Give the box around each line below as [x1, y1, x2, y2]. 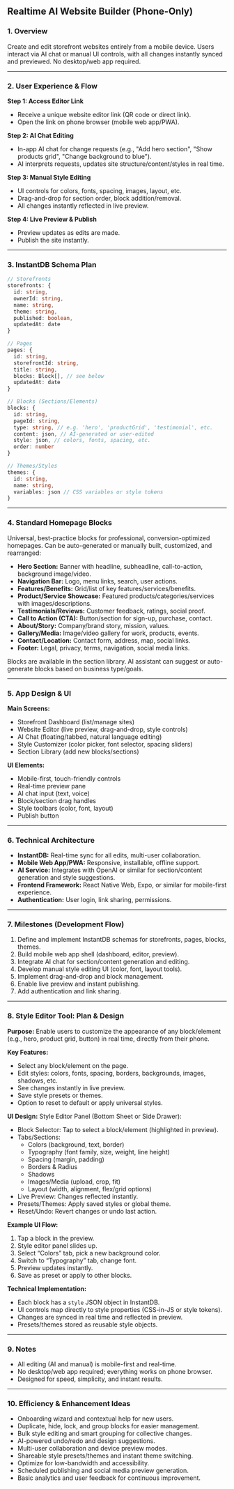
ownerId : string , [13, 295, 64, 302]
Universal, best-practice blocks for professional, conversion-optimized [7, 533, 210, 542]
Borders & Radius [27, 1162, 78, 1170]
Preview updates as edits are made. [17, 228, 120, 236]
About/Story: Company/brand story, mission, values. [17, 621, 171, 629]
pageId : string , [13, 418, 61, 425]
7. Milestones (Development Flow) [7, 919, 125, 929]
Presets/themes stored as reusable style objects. [17, 1320, 158, 1329]
